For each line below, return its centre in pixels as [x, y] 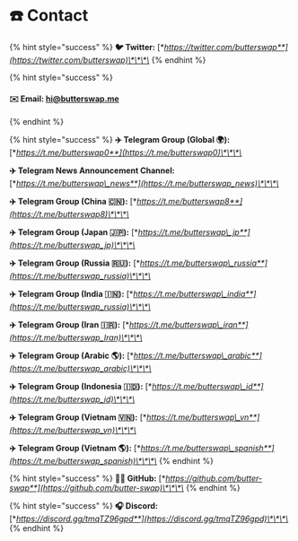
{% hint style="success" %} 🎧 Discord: [84, 506]
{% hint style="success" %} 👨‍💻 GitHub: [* [88, 478]
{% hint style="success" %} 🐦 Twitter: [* [87, 47]
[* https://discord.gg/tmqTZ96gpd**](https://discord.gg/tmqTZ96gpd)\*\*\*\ [149, 519]
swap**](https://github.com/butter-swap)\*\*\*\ [96, 488]
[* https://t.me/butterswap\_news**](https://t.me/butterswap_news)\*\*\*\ [145, 184]
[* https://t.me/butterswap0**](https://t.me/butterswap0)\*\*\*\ [126, 153]
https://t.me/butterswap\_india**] [195, 294]
